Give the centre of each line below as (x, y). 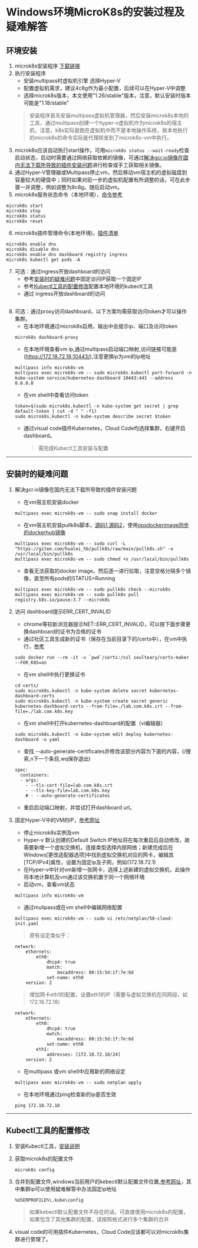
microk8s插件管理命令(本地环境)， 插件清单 (67, 233)
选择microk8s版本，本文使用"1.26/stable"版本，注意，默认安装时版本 (107, 96)
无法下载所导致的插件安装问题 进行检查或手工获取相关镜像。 (92, 165)
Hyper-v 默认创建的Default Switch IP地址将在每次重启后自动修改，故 (107, 840)
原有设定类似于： (50, 935)
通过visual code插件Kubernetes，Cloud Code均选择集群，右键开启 (104, 428)
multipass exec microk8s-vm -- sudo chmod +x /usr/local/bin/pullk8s (102, 559)
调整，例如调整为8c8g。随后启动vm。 (76, 187)
